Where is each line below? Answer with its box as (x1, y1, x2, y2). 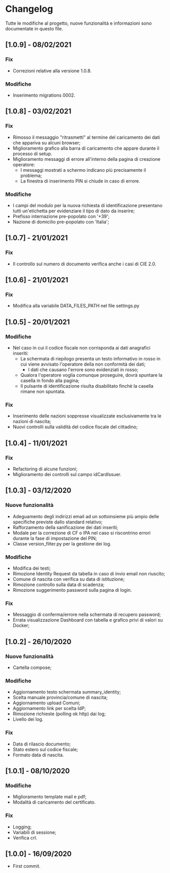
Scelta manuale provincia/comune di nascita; (12, 695, 108, 701)
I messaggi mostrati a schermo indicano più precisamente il (20, 167, 146, 173)
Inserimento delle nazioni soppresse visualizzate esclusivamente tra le (12, 413, 162, 419)
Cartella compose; (12, 664, 52, 670)
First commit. (12, 863, 41, 869)
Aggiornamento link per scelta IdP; (12, 705, 86, 712)
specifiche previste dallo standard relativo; (12, 519, 103, 525)
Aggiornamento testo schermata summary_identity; (12, 689, 121, 695)
